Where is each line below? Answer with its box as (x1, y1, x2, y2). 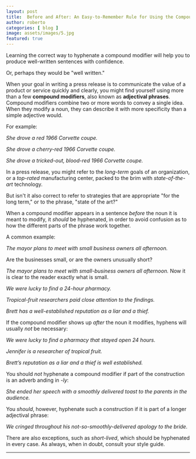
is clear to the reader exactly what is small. (6, 274, 109, 281)
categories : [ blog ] (6, 25, 59, 31)
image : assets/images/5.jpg (6, 30, 75, 36)
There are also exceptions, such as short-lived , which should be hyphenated (6, 434, 190, 441)
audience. (6, 394, 30, 401)
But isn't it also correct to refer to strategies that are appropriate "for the (6, 192, 180, 199)
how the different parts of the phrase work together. (6, 222, 131, 229)
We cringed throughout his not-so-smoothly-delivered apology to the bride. (6, 423, 188, 430)
